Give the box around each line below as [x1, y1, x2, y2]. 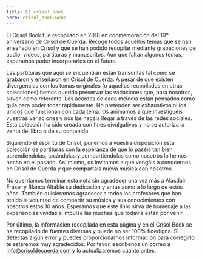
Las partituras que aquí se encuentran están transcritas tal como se [6, 69, 175, 76]
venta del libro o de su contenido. [6, 127, 90, 135]
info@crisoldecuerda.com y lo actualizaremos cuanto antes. [6, 247, 157, 254]
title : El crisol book [6, 9, 64, 15]
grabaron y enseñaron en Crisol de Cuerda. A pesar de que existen [6, 76, 174, 83]
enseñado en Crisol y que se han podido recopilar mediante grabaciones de [6, 44, 196, 52]
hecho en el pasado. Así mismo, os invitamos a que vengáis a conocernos [6, 158, 192, 166]
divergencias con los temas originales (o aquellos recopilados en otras [6, 82, 183, 89]
